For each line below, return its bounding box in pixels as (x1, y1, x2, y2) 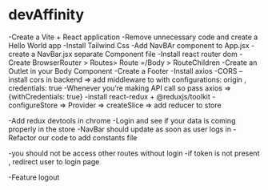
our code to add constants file (38, 132, 138, 142)
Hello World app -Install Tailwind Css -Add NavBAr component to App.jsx (8, 40, 250, 50)
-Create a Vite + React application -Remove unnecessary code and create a (8, 32, 258, 42)
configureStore (8, 100, 58, 110)
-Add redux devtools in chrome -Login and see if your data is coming (8, 115, 236, 125)
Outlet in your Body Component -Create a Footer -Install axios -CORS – (8, 66, 243, 75)
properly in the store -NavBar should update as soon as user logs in (8, 124, 232, 134)
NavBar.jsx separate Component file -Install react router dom (37, 49, 238, 59)
